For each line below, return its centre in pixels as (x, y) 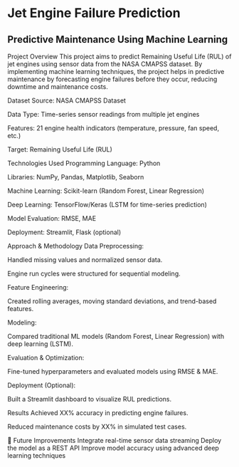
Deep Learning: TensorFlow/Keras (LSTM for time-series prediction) (107, 205)
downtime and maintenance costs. (58, 86)
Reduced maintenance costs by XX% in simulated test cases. (97, 426)
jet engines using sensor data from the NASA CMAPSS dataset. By (105, 64)
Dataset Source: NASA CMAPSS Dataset (67, 100)
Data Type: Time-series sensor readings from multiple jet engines (103, 114)
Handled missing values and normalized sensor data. (85, 260)
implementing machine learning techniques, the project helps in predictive (116, 72)
